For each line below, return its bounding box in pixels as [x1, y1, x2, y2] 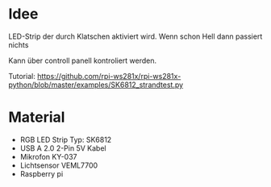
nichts [8, 39, 29, 49]
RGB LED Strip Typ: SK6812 [19, 135, 112, 144]
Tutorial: [8, 71, 36, 81]
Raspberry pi [19, 168, 64, 178]
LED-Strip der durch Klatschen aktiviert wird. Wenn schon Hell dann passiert [8, 31, 263, 41]
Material [8, 108, 65, 127]
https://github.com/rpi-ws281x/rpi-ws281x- [37, 71, 181, 81]
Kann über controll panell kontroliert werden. [8, 56, 157, 65]
